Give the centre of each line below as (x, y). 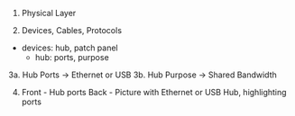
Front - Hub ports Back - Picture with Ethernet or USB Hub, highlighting (154, 92)
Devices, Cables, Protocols (72, 30)
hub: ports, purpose (72, 57)
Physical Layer (49, 13)
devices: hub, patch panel (69, 48)
